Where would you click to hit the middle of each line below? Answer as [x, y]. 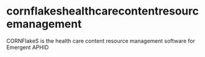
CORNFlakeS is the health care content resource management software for [101, 41]
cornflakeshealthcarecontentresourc [102, 11]
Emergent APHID [28, 47]
